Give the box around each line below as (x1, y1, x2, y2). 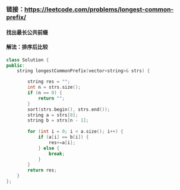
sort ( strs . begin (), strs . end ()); (27, 106, 110, 113)
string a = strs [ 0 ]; (27, 112, 78, 118)
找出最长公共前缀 (6, 29, 48, 36)
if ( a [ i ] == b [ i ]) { (37, 134, 89, 141)
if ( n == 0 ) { (27, 90, 62, 96)
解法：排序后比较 (6, 43, 48, 51)
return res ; (27, 167, 58, 173)
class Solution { (6, 57, 49, 63)
